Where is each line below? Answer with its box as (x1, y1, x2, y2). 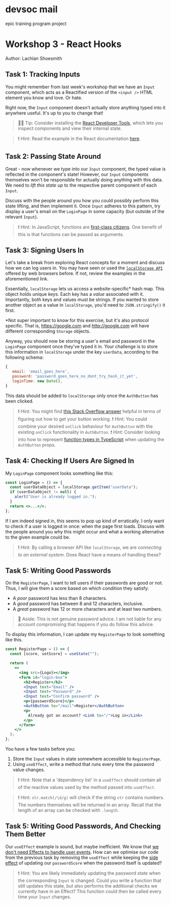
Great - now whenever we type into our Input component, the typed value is (5, 166, 166, 172)
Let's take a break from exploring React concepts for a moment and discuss (5, 260, 165, 266)
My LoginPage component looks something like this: (5, 470, 114, 476)
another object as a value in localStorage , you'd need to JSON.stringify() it (5, 302, 165, 308)
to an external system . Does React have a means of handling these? (17, 551, 161, 558)
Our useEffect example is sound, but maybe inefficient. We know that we (5, 843, 159, 849)
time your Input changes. (17, 893, 71, 900)
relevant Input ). (5, 214, 38, 220)
